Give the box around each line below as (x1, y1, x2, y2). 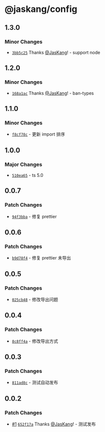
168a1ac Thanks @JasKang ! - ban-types (11, 90, 94, 96)
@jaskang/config (4, 3, 78, 15)
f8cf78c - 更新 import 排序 (11, 131, 65, 137)
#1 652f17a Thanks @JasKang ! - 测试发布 (11, 421, 96, 427)
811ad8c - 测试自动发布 (11, 379, 58, 386)
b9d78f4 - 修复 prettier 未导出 (11, 255, 71, 261)
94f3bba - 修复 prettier (11, 213, 57, 219)
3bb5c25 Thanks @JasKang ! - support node (11, 49, 101, 55)
